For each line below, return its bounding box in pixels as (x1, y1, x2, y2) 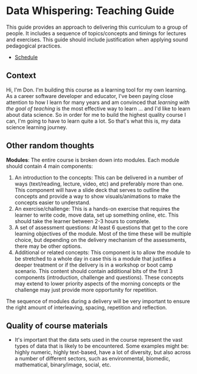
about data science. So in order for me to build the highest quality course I (6, 111, 186, 118)
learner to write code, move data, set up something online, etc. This (14, 211, 179, 218)
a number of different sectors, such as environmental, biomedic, (14, 355, 171, 362)
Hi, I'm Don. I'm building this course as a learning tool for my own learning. (6, 86, 187, 93)
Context (6, 70, 36, 80)
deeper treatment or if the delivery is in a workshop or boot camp (14, 261, 173, 268)
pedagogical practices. (6, 42, 62, 49)
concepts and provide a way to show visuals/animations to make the (14, 193, 181, 200)
